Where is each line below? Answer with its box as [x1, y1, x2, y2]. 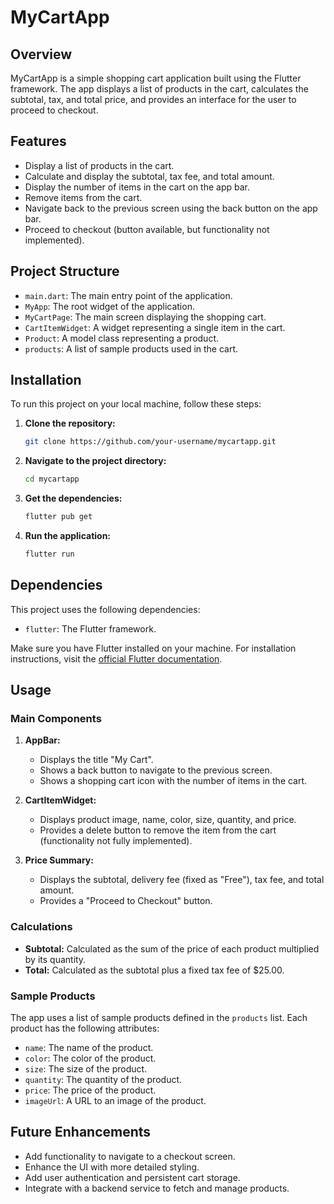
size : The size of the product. [24, 1063, 148, 1075]
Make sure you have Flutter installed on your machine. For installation [10, 642, 297, 654]
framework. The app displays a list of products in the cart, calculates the [10, 83, 309, 95]
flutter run [24, 549, 75, 560]
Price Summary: [24, 854, 94, 866]
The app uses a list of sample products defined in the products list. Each [10, 1012, 308, 1024]
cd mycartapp [24, 474, 80, 485]
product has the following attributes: [10, 1022, 160, 1035]
